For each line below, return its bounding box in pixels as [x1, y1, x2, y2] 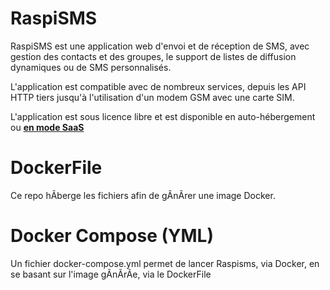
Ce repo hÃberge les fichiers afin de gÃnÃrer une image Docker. [10, 189, 276, 201]
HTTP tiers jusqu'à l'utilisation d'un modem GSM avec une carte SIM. [10, 91, 295, 103]
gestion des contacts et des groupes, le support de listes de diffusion [10, 50, 297, 62]
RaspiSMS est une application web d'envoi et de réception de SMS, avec [10, 40, 310, 52]
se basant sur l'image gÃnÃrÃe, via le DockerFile [10, 268, 212, 280]
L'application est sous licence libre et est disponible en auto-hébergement [10, 110, 316, 122]
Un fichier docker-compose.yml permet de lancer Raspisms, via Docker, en [10, 257, 320, 269]
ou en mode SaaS [10, 121, 85, 133]
